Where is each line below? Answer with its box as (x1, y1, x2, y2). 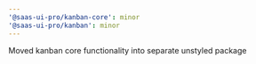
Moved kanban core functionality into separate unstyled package (8, 45, 247, 55)
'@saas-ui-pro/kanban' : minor (8, 21, 121, 30)
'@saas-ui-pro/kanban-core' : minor (8, 12, 140, 22)
